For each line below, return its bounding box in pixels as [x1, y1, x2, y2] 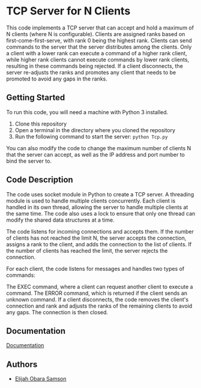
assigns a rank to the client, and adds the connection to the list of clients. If [6, 240, 192, 247]
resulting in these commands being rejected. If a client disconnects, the [6, 62, 183, 70]
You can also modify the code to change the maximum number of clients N [6, 144, 191, 151]
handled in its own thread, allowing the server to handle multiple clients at [6, 203, 188, 211]
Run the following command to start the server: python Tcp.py [14, 133, 168, 140]
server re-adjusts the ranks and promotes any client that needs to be [6, 68, 176, 76]
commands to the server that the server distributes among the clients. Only [6, 43, 192, 50]
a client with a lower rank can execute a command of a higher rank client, [6, 49, 187, 56]
